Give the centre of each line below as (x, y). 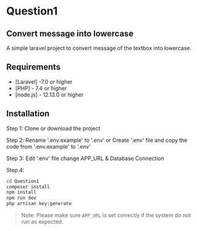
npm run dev (21, 198)
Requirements (33, 67)
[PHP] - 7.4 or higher (41, 88)
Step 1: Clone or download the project (53, 128)
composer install (28, 187)
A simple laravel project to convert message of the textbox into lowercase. (99, 48)
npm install (21, 192)
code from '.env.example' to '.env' (48, 146)
